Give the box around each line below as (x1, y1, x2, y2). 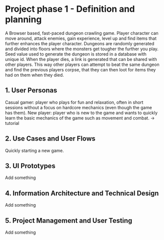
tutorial (5, 120, 20, 126)
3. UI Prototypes (5, 161, 55, 170)
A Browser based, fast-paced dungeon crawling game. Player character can (5, 30, 159, 36)
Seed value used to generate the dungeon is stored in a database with (5, 51, 147, 57)
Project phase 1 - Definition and (5, 3, 135, 15)
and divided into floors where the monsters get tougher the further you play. (5, 46, 159, 52)
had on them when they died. (5, 72, 64, 78)
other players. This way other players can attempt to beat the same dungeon (5, 61, 160, 67)
